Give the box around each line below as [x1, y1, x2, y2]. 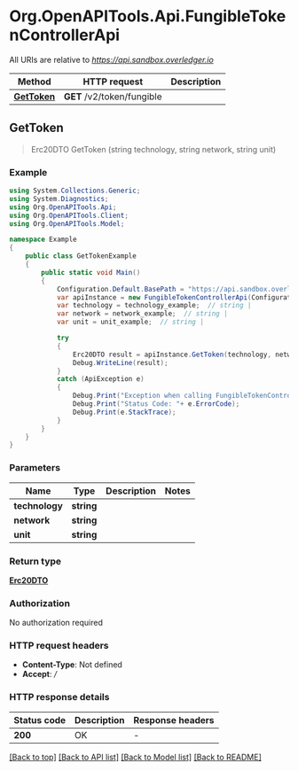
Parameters [9, 462, 60, 474]
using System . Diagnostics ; [9, 194, 109, 203]
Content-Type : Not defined [21, 659, 122, 670]
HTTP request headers [9, 640, 109, 652]
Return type [9, 555, 62, 567]
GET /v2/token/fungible [63, 90, 162, 103]
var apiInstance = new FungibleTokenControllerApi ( [56, 292, 252, 302]
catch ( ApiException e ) [56, 375, 145, 384]
